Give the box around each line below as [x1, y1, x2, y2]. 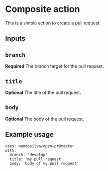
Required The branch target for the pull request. [5, 63, 104, 69]
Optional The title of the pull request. [5, 89, 81, 95]
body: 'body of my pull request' [9, 161, 79, 166]
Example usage [5, 130, 54, 139]
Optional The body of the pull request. [5, 116, 84, 122]
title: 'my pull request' [9, 157, 64, 162]
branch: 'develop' [9, 152, 48, 157]
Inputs [5, 34, 26, 43]
